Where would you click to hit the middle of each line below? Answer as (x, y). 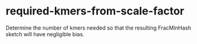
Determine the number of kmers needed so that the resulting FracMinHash (98, 28)
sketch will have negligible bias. (45, 34)
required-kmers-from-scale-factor (95, 11)
